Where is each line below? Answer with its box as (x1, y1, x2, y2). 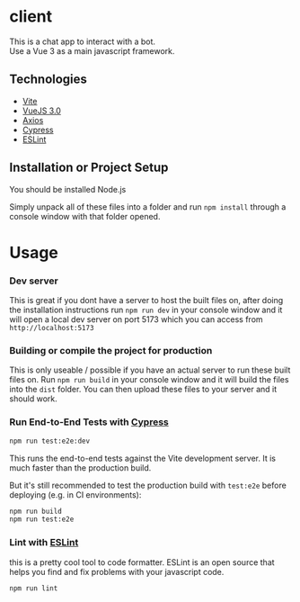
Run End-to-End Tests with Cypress (9, 416, 169, 428)
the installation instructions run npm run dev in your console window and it (9, 304, 283, 316)
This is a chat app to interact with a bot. (9, 36, 155, 47)
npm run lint (9, 583, 58, 593)
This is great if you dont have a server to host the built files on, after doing (9, 295, 284, 306)
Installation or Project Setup (9, 160, 169, 175)
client (9, 6, 53, 27)
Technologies (9, 72, 88, 87)
